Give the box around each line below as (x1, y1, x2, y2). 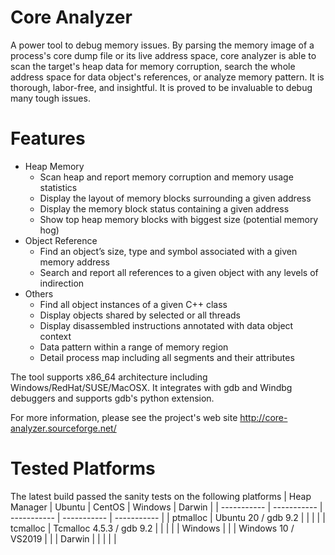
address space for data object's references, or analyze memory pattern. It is (10, 71, 325, 83)
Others (24, 287, 54, 300)
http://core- (239, 411, 288, 423)
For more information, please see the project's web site (10, 411, 238, 423)
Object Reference (24, 234, 98, 246)
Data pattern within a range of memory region (39, 341, 229, 353)
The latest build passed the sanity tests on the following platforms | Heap (10, 490, 312, 502)
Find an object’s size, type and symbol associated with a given (39, 245, 298, 257)
